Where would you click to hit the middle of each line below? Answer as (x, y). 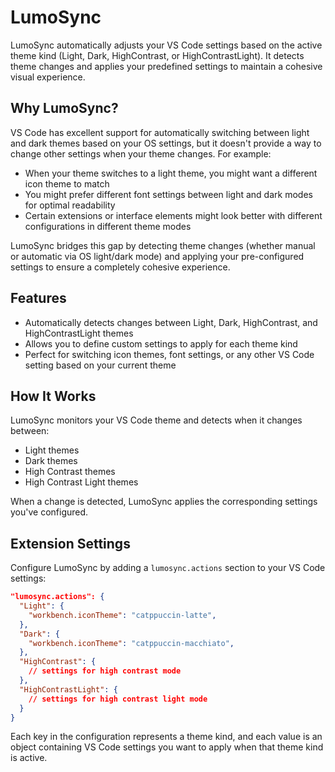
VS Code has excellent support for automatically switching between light (160, 132)
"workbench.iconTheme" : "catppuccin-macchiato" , (131, 643)
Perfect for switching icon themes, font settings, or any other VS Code (169, 354)
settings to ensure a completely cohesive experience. (120, 267)
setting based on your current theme (100, 365)
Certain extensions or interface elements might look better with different (173, 215)
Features (38, 298)
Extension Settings (70, 543)
